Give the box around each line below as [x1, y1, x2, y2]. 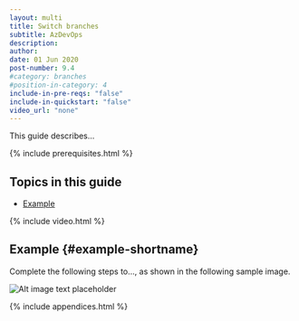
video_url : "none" [9, 106, 79, 115]
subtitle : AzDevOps [9, 30, 83, 39]
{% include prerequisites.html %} [9, 148, 133, 159]
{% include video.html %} [9, 216, 106, 227]
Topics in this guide [9, 174, 122, 190]
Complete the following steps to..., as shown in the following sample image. [9, 266, 291, 277]
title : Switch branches [9, 22, 100, 31]
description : [9, 38, 59, 48]
